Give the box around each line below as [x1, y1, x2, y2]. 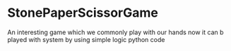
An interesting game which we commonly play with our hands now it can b [7, 28, 224, 36]
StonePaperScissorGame [7, 5, 159, 21]
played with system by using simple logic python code [7, 35, 165, 43]
